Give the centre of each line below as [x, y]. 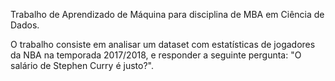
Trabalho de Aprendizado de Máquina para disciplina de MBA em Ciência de [167, 14]
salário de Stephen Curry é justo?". [82, 65]
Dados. [25, 25]
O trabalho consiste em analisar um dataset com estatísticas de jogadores [163, 44]
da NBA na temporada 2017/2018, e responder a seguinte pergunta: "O [156, 55]
